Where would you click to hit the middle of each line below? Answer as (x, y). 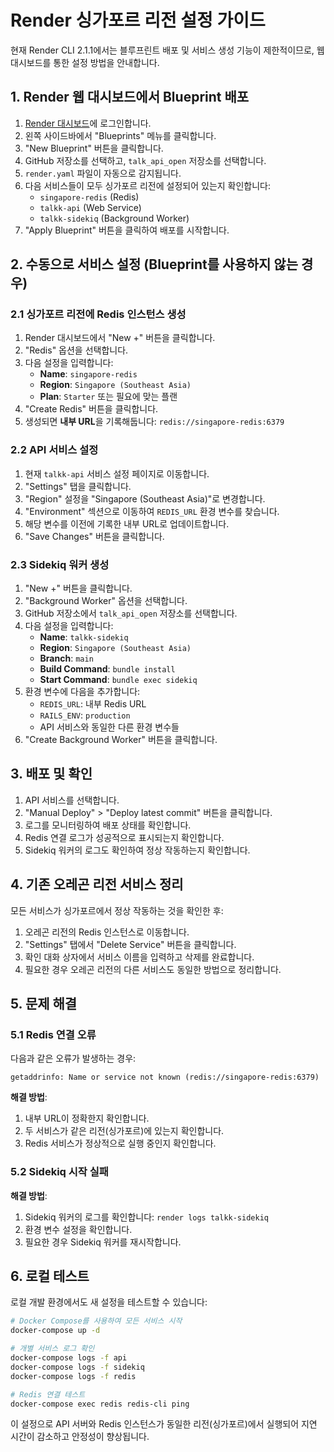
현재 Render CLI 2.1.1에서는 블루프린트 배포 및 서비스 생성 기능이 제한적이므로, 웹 (167, 50)
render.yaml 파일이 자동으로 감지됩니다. (103, 173)
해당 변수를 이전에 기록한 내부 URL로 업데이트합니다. (127, 523)
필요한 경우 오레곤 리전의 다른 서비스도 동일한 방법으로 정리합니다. (153, 969)
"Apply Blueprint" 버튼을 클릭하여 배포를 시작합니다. (127, 230)
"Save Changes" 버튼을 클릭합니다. (94, 536)
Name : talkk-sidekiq (84, 637)
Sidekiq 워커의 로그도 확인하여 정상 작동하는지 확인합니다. (137, 850)
